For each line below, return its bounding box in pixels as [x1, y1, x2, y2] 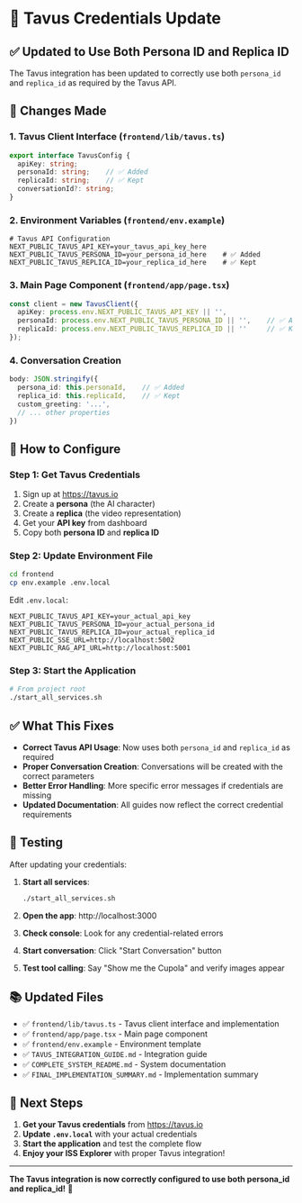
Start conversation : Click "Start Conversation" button [22, 945, 222, 955]
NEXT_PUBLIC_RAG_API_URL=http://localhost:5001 [9, 644, 191, 653]
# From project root [9, 684, 87, 694]
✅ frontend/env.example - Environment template [22, 1038, 202, 1049]
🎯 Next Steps [9, 1095, 84, 1110]
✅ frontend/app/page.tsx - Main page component [22, 1028, 209, 1039]
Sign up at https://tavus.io [22, 489, 119, 500]
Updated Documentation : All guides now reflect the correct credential [22, 800, 284, 810]
